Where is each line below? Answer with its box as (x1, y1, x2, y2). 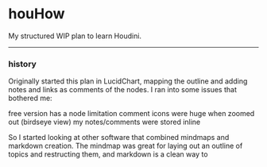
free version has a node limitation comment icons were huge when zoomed (8, 109, 255, 118)
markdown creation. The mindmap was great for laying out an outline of (8, 141, 243, 151)
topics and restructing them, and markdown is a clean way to (8, 150, 208, 159)
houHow (8, 5, 65, 23)
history (8, 58, 37, 69)
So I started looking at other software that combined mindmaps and (8, 133, 230, 142)
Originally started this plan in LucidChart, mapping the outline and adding (8, 76, 248, 86)
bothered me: (8, 93, 53, 103)
